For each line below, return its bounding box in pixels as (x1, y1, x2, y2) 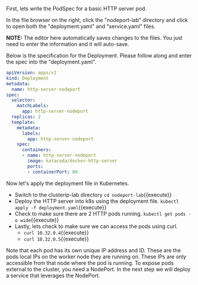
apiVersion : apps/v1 (6, 70, 57, 76)
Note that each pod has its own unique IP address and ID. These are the (6, 246, 181, 254)
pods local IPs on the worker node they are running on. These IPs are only (6, 253, 187, 260)
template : (11, 119, 35, 125)
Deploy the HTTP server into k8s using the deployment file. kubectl (14, 197, 179, 204)
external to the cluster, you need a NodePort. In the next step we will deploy (6, 265, 191, 273)
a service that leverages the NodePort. (6, 272, 100, 279)
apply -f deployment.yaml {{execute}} (14, 204, 107, 211)
